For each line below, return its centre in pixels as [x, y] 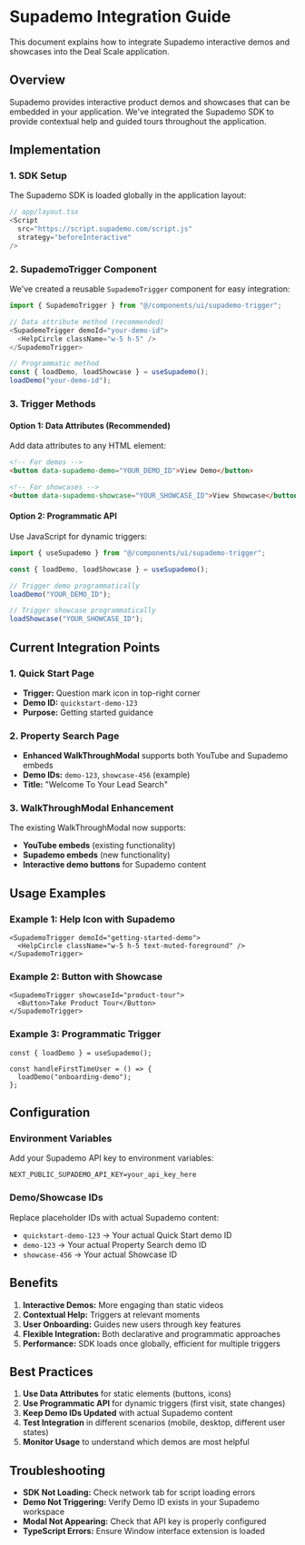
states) [35, 1432]
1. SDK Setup [38, 176]
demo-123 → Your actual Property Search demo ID [114, 1244]
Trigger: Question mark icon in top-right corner [111, 693]
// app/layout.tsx [44, 212]
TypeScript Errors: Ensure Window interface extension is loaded [144, 1531]
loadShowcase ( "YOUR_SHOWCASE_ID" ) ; [77, 619]
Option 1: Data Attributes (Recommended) [90, 425]
